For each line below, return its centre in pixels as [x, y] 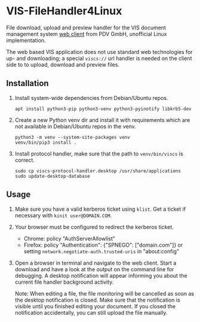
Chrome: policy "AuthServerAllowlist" [69, 238]
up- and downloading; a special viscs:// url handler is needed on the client [99, 58]
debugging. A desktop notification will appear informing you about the [101, 275]
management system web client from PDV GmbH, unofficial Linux [87, 34]
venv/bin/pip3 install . [46, 142]
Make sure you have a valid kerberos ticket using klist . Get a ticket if [100, 209]
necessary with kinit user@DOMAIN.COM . [63, 215]
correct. [24, 160]
